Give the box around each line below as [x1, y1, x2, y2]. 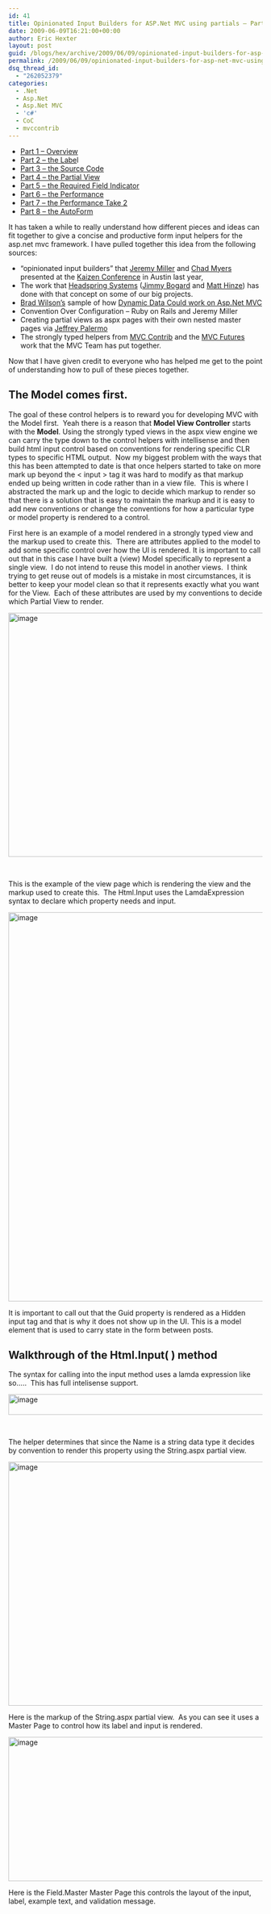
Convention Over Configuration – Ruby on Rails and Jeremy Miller [19, 306, 238, 315]
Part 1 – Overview [19, 146, 78, 156]
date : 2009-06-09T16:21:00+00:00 [8, 27, 121, 35]
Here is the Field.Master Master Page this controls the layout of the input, [8, 1888, 252, 1898]
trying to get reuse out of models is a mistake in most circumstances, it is [8, 570, 252, 581]
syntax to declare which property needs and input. [8, 896, 177, 906]
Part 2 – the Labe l [19, 155, 79, 165]
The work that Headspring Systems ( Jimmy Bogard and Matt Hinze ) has [19, 280, 260, 290]
